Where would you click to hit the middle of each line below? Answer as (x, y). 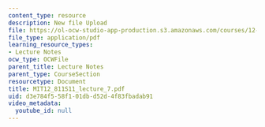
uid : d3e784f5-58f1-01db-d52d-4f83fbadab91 (81, 96)
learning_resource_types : (50, 45)
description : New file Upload (58, 23)
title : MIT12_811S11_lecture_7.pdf (67, 89)
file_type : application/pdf (54, 37)
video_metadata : (35, 103)
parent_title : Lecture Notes (56, 67)
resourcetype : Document (47, 81)
